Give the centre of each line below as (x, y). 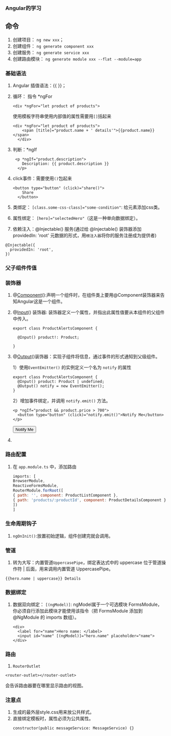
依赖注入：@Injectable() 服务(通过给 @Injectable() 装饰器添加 (77, 229)
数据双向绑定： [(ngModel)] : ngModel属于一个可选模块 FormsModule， (87, 605)
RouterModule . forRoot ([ (38, 490)
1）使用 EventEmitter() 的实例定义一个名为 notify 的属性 (72, 367)
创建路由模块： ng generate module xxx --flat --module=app (77, 59)
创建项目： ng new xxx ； (38, 39)
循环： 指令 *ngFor (32, 96)
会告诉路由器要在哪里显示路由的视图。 (45, 685)
